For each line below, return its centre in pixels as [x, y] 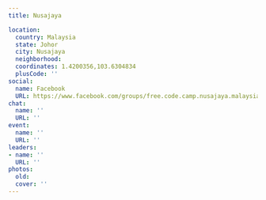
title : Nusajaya [35, 15]
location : [25, 30]
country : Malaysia [46, 37]
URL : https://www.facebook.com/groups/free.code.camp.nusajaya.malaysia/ [139, 96]
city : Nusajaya [40, 52]
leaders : [23, 147]
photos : [21, 170]
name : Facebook [40, 89]
